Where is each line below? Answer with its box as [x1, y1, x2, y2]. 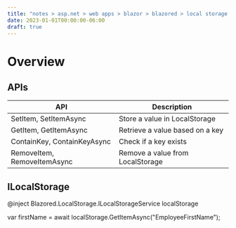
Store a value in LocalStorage [119, 114, 216, 123]
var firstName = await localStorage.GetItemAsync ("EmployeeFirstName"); [7, 213, 221, 222]
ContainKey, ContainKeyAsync [11, 137, 111, 147]
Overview [7, 53, 65, 69]
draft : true [7, 23, 42, 30]
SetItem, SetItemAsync [11, 114, 86, 123]
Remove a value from [119, 148, 189, 158]
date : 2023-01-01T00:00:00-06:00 [7, 17, 105, 24]
